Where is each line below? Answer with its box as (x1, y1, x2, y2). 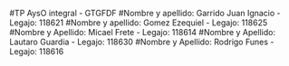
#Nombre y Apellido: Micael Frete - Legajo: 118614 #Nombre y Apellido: (9, 27, 276, 37)
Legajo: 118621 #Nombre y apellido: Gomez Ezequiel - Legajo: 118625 (9, 17, 268, 28)
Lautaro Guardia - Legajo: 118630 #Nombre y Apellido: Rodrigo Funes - (9, 36, 275, 47)
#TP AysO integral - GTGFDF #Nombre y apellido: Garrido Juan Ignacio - (9, 8, 281, 18)
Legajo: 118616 (9, 46, 64, 57)
